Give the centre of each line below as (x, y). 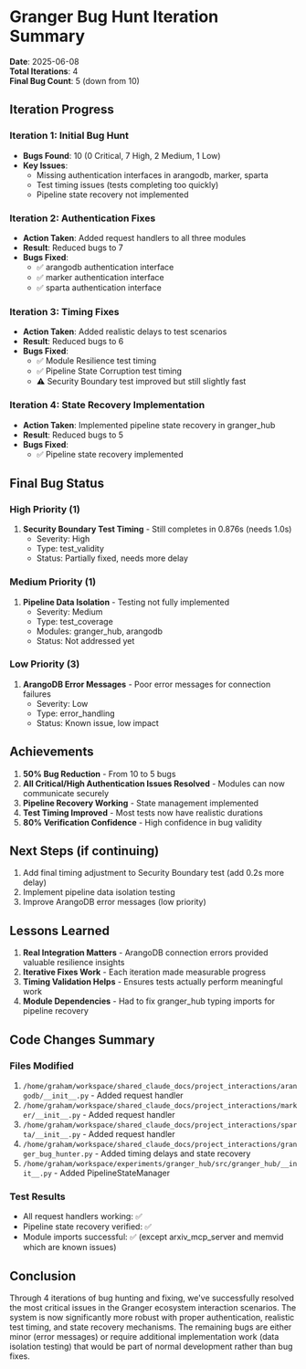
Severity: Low (62, 703)
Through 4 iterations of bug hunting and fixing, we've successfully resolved (152, 1298)
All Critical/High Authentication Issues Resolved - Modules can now (153, 784)
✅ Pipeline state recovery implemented (110, 454)
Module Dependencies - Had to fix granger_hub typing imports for (149, 1001)
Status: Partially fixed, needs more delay (112, 558)
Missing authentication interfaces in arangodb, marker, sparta (153, 174)
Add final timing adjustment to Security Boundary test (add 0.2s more (153, 873)
